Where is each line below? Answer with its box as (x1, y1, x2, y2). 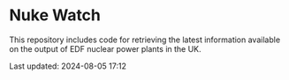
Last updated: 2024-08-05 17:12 (9, 61, 126, 71)
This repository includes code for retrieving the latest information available (9, 34, 281, 45)
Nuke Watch (9, 5, 102, 25)
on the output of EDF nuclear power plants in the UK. (9, 43, 202, 54)
